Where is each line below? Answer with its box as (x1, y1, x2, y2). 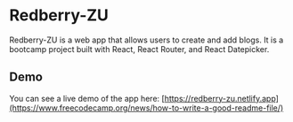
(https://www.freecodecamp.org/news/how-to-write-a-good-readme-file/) (9, 103, 284, 113)
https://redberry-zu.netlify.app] (164, 93, 279, 103)
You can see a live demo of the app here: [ (9, 93, 165, 103)
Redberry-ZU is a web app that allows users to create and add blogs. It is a (9, 34, 284, 45)
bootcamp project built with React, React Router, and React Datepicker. (9, 43, 270, 54)
